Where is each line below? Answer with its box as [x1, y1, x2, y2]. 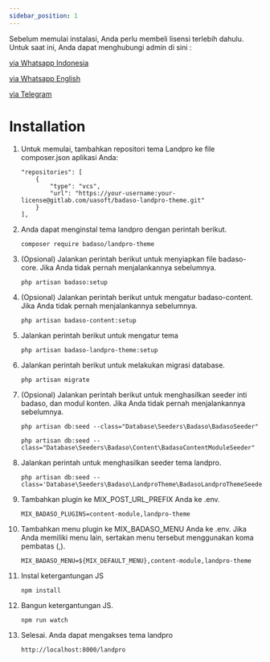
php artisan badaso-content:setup [20, 316, 137, 324]
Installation [9, 117, 86, 135]
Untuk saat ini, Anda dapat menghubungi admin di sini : [9, 42, 192, 52]
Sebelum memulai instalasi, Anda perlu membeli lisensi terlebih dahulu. [9, 34, 244, 43]
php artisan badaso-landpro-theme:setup [20, 346, 158, 354]
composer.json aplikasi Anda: [20, 152, 119, 162]
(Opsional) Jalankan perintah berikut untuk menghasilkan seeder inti [20, 389, 247, 399]
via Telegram [9, 89, 52, 99]
